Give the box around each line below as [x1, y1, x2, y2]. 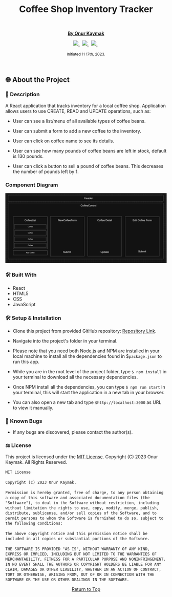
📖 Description [5, 91, 40, 98]
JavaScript [12, 301, 36, 307]
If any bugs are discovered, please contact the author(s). [12, 429, 133, 435]
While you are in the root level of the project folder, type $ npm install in [12, 369, 167, 375]
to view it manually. [12, 405, 54, 411]
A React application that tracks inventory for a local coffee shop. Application [5, 102, 166, 109]
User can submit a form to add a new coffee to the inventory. [12, 127, 142, 134]
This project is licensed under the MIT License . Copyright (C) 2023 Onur [5, 454, 158, 460]
